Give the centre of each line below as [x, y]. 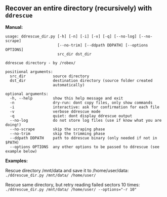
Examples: [16, 161]
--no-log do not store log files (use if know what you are [86, 120]
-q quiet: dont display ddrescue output [71, 116]
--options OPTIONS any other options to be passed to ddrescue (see [85, 147]
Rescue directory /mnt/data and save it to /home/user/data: [67, 170]
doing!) [13, 125]
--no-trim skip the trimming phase [57, 133]
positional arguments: [29, 72]
